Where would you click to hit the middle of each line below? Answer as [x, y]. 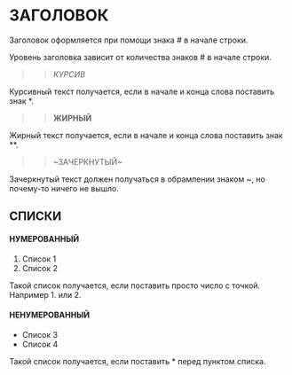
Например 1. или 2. [45, 294]
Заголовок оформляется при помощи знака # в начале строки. [129, 40]
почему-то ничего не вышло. [64, 188]
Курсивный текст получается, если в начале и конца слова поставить [142, 91]
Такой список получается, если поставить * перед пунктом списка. [138, 361]
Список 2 [39, 268]
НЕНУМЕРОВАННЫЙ [50, 315]
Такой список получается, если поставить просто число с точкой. [134, 285]
